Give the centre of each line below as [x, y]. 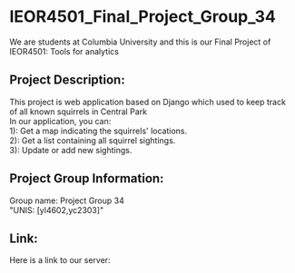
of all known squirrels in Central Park [79, 112]
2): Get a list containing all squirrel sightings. [93, 140]
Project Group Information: [87, 179]
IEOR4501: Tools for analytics [64, 51]
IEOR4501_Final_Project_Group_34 [143, 17]
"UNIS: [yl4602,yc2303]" [57, 210]
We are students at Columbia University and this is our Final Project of [140, 42]
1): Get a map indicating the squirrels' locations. [98, 131]
